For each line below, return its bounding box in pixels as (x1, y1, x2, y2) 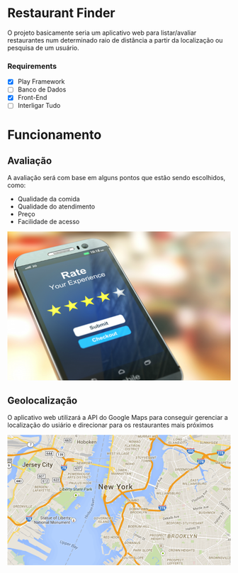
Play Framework (17, 77, 65, 86)
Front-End (17, 94, 47, 102)
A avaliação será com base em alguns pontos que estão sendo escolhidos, (7, 174, 226, 182)
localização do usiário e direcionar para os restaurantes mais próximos (7, 421, 214, 430)
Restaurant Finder (7, 5, 115, 21)
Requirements (7, 61, 57, 71)
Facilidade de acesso (17, 218, 80, 226)
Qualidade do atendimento (17, 202, 96, 211)
